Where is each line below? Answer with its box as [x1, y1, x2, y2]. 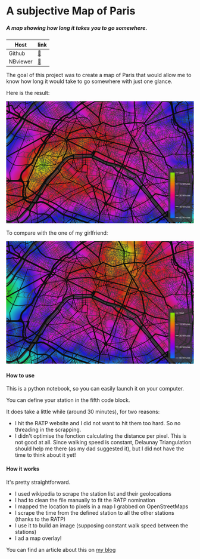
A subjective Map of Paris [6, 4, 136, 18]
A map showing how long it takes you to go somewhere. [6, 24, 148, 31]
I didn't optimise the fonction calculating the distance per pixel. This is [14, 432, 187, 440]
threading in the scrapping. [14, 426, 82, 434]
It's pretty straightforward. [6, 478, 71, 486]
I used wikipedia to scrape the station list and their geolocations [14, 490, 171, 497]
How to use [6, 371, 35, 379]
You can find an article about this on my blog [6, 546, 116, 553]
